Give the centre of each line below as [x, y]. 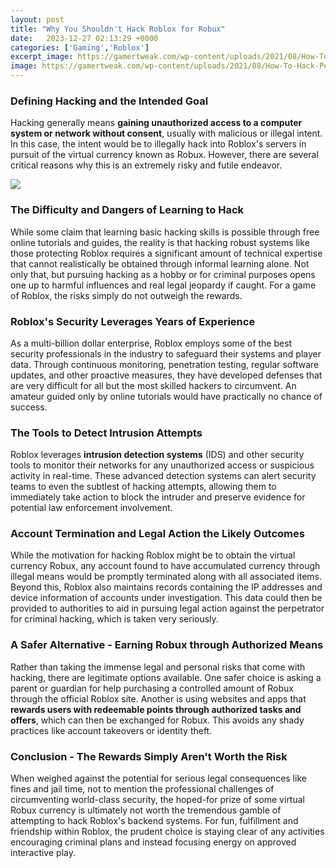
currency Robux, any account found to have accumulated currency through [165, 566]
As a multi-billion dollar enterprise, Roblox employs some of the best [151, 343]
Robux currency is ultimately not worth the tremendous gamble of [146, 810]
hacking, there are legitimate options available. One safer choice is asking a [166, 677]
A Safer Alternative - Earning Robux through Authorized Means [167, 645]
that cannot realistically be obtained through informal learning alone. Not [160, 263]
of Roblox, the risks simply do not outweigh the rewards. [126, 295]
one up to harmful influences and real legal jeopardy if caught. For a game [163, 285]
